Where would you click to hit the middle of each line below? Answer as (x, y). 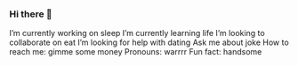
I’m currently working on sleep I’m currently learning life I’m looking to (137, 33)
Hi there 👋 (31, 14)
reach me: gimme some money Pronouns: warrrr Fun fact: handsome (136, 52)
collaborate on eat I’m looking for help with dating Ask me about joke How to (149, 42)
